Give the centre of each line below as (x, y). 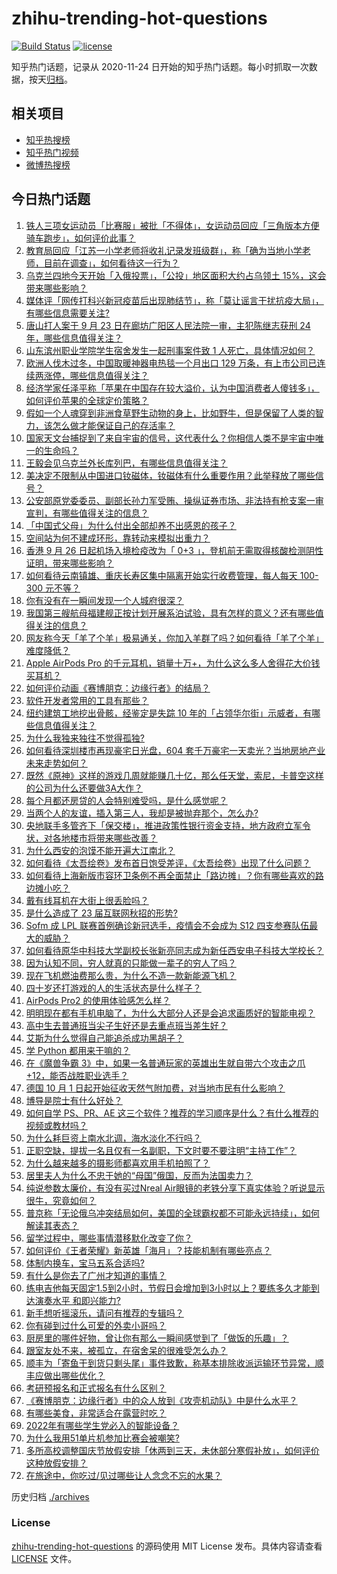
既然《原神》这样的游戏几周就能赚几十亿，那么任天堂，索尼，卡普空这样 (174, 775)
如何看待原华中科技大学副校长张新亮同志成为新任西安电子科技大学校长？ (174, 950)
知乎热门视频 (52, 152)
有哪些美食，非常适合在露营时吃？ (96, 1413)
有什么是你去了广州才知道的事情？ (96, 1275)
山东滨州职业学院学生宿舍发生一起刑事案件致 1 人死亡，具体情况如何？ (170, 350)
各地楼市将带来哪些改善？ (105, 838)
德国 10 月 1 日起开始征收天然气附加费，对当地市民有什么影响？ (155, 1088)
